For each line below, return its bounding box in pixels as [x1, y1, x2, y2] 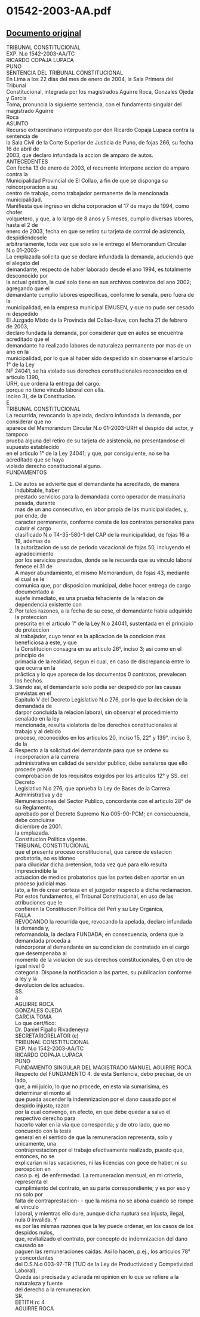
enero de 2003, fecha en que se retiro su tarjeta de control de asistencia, [6, 228, 186, 235]
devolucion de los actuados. [14, 981, 85, 989]
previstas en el [14, 690, 51, 697]
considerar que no [6, 418, 52, 425]
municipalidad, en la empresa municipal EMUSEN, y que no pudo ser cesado [6, 304, 195, 311]
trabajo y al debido [14, 728, 61, 735]
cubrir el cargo [14, 525, 52, 532]
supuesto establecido [6, 444, 60, 450]
